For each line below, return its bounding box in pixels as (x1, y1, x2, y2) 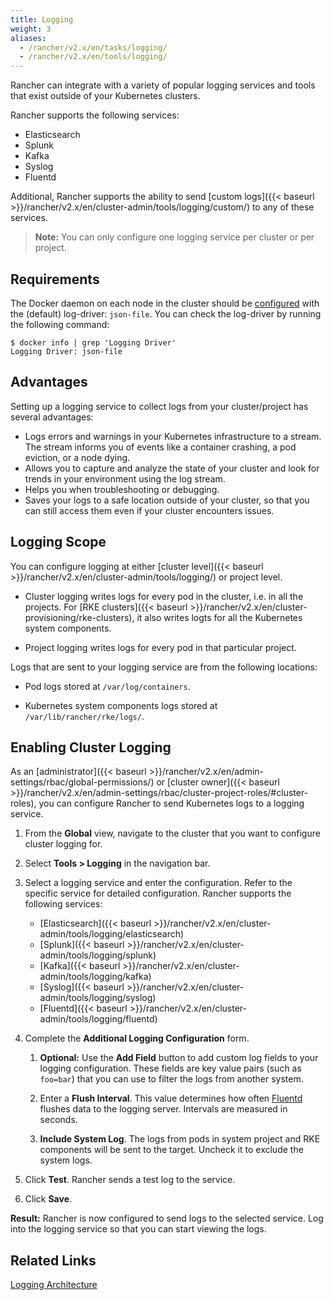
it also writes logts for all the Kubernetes (136, 611, 303, 623)
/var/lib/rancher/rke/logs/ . (24, 710, 145, 722)
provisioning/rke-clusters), (24, 611, 135, 623)
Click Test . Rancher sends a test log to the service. (24, 1174, 236, 1186)
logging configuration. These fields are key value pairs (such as (39, 1062, 302, 1075)
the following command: (10, 318, 110, 330)
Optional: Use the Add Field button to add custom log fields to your (39, 1052, 319, 1064)
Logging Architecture (10, 1279, 98, 1291)
